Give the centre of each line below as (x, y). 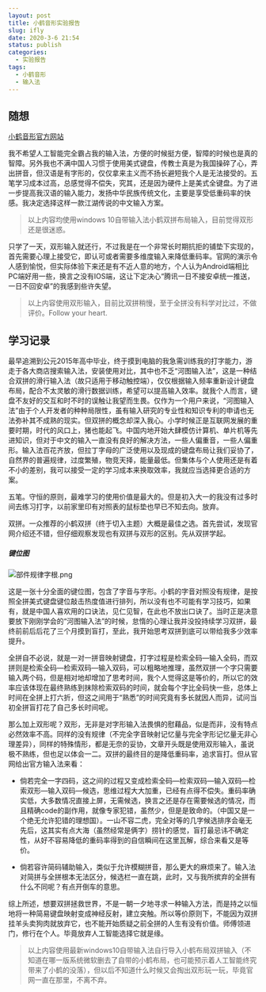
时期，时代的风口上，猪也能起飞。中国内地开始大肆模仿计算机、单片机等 (133, 431)
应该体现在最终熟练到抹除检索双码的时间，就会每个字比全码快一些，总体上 (136, 688)
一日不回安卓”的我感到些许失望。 (62, 286)
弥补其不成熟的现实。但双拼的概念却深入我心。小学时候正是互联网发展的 (133, 420)
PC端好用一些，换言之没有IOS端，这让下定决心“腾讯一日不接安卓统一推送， (131, 276)
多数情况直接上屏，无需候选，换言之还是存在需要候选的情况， (148, 801)
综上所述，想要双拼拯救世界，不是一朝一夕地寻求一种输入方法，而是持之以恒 (133, 904)
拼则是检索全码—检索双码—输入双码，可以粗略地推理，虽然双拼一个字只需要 (133, 668)
